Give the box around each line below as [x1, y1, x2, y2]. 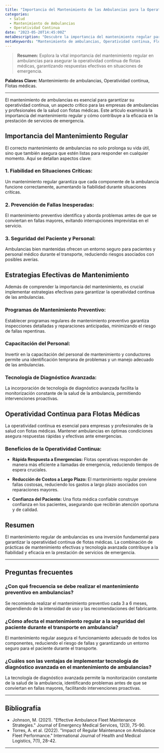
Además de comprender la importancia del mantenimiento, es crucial [5, 284, 144, 290]
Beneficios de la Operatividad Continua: [5, 445, 102, 452]
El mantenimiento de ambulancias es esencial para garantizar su [5, 97, 135, 103]
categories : [5, 12, 29, 17]
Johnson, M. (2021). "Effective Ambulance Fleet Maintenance [12, 717, 136, 723]
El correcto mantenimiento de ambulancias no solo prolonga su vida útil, [5, 145, 150, 151]
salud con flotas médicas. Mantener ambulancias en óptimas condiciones [5, 428, 153, 434]
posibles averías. [5, 257, 39, 263]
